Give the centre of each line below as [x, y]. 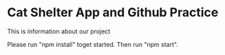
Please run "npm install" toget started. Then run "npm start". [93, 44]
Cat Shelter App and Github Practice [113, 13]
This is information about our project [59, 31]
